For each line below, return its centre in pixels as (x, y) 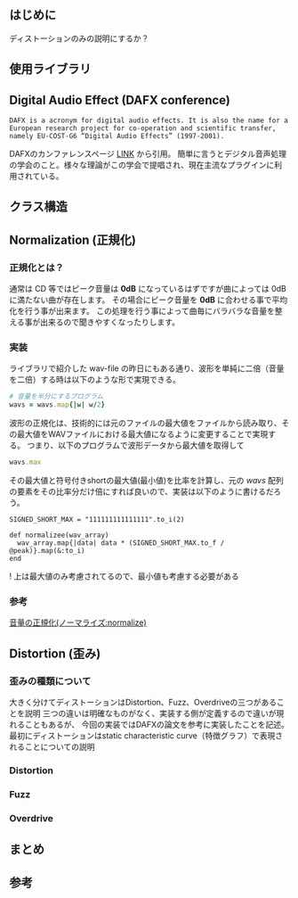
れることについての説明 (52, 747)
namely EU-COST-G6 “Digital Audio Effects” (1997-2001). (117, 136)
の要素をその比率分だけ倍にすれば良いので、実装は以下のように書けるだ (141, 491)
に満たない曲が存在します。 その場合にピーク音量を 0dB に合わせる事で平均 (148, 300)
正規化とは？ (37, 268)
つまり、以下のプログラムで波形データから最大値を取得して (135, 445)
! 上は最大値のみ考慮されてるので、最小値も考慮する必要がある (124, 576)
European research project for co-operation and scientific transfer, (143, 128)
